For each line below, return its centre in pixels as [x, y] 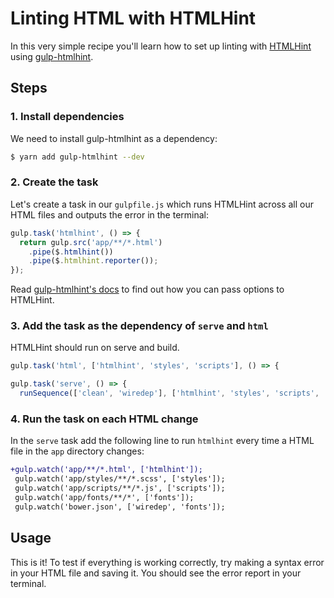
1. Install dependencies [67, 117]
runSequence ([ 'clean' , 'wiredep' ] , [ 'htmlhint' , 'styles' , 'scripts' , [169, 393]
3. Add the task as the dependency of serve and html [139, 326]
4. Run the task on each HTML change [104, 419]
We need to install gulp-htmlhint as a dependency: [114, 138]
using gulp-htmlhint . [52, 56]
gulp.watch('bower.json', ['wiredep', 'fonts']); [120, 507]
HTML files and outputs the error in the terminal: [110, 214]
